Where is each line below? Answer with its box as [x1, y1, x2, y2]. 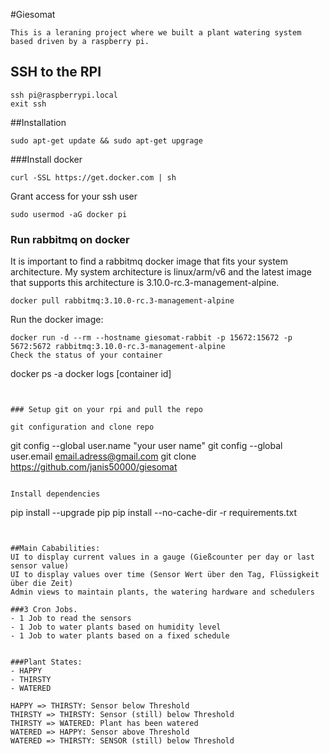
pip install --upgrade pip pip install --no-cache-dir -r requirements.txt [10, 507, 298, 519]
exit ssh [10, 99, 47, 109]
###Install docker [10, 153, 83, 165]
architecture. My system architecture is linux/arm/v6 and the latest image [10, 266, 312, 278]
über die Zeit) [10, 579, 74, 589]
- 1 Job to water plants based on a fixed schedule [10, 631, 230, 641]
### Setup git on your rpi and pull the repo [10, 405, 203, 415]
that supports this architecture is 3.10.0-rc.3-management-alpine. [10, 277, 280, 289]
